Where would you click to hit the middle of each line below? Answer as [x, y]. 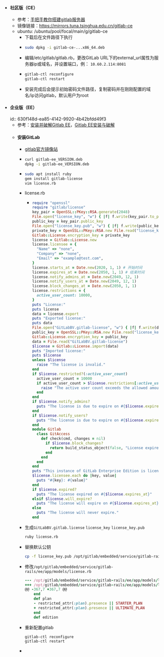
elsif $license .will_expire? [62, 499]
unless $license [49, 360]
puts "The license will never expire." [78, 513]
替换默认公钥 [38, 547]
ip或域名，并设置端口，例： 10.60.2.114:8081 [80, 64]
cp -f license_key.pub [48, 556]
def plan [43, 599]
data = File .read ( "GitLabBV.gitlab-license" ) [80, 341]
